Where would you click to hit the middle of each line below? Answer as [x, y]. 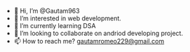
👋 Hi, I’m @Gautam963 [47, 11]
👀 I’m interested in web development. [67, 18]
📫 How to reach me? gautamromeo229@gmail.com [89, 41]
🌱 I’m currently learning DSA [55, 26]
